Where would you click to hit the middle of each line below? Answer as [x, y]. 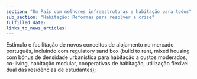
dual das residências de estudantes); [51, 70]
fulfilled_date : [26, 22]
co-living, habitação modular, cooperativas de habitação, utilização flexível [97, 64]
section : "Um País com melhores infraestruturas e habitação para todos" [99, 11]
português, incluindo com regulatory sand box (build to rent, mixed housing [98, 51]
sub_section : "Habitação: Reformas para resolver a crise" [80, 17]
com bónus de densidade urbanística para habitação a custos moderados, [97, 57]
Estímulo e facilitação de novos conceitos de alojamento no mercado [90, 45]
